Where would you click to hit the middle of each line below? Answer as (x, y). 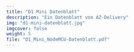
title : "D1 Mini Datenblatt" (43, 12)
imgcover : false (27, 28)
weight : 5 (19, 34)
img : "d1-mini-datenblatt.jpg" (46, 23)
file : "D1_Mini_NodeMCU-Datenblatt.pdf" (58, 39)
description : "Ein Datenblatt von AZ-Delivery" (68, 17)
